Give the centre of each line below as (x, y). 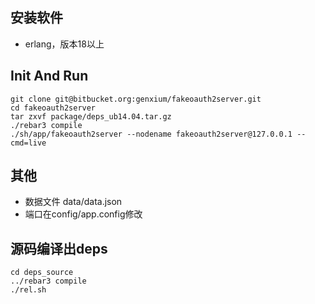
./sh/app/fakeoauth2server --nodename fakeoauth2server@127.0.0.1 (151, 134)
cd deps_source (42, 273)
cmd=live (28, 143)
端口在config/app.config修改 (83, 214)
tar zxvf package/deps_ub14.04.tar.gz (91, 116)
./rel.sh (28, 290)
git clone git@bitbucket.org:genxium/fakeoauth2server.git (136, 99)
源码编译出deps (59, 248)
